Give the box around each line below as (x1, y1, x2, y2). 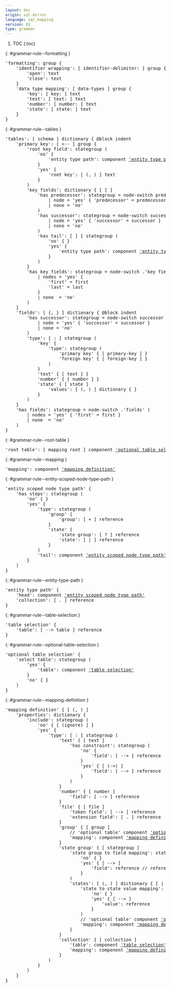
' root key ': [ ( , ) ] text (48, 172, 116, 178)
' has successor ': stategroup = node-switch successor (26, 315, 164, 321)
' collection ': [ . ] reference (16, 598, 94, 603)
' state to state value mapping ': (80, 886, 164, 892)
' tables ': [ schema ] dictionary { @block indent (5, 136, 132, 142)
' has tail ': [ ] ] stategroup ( (37, 233, 119, 239)
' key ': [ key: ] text (26, 91, 81, 97)
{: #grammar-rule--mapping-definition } (5, 697, 89, 703)
